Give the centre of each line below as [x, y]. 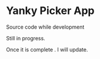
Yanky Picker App [50, 11]
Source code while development [45, 27]
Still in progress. [26, 38]
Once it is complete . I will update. [47, 49]
